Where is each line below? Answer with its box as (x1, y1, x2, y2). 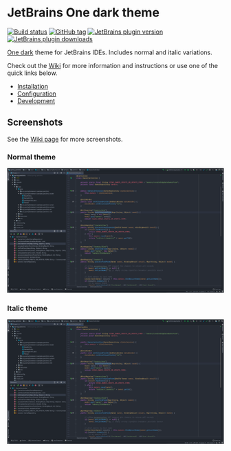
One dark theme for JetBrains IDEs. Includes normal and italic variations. (7, 48, 213, 56)
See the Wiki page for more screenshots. (7, 135, 123, 143)
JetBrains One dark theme (7, 5, 160, 21)
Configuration (16, 89, 56, 98)
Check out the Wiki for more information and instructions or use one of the (7, 61, 219, 69)
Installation (16, 82, 49, 90)
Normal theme (7, 152, 56, 162)
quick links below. (7, 69, 58, 77)
